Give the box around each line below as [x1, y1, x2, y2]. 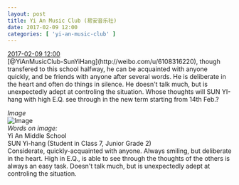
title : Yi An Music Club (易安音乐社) [7, 17, 117, 24]
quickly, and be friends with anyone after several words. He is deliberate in [7, 73, 226, 81]
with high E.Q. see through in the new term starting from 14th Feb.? [23, 95, 219, 104]
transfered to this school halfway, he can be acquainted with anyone [7, 65, 208, 73]
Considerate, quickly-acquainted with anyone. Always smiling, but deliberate [7, 147, 232, 155]
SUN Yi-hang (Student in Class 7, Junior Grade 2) [7, 139, 152, 148]
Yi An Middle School [7, 132, 67, 140]
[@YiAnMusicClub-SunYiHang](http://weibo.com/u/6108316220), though [7, 58, 221, 66]
